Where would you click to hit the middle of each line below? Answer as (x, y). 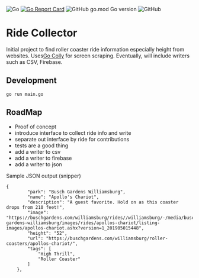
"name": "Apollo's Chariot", (63, 197)
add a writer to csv (38, 151)
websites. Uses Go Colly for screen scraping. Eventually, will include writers (98, 56)
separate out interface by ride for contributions (72, 139)
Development (32, 81)
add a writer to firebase (43, 158)
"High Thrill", (57, 254)
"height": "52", (47, 233)
